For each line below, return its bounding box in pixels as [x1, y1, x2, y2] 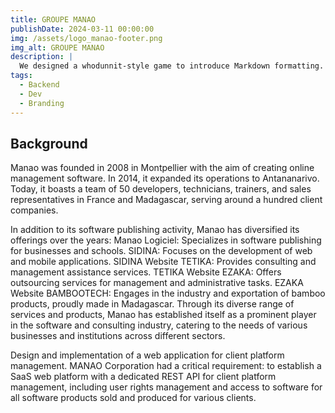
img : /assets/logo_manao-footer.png [10, 33, 163, 43]
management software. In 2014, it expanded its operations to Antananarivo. [10, 172, 320, 185]
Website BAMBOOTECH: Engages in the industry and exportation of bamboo [10, 287, 326, 300]
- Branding [19, 98, 65, 108]
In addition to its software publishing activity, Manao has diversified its [10, 224, 300, 236]
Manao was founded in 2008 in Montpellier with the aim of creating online [10, 162, 315, 174]
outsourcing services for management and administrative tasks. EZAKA [10, 277, 304, 289]
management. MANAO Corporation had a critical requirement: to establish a [10, 360, 322, 372]
